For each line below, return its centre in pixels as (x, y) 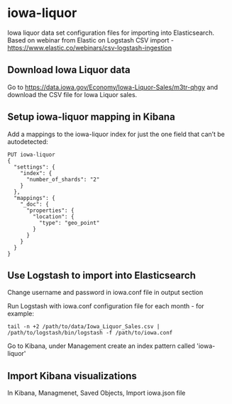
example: (21, 314)
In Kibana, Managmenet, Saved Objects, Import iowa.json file (96, 393)
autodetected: (28, 141)
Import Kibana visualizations (72, 376)
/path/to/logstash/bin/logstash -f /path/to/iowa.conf (90, 333)
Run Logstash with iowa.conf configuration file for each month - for (106, 306)
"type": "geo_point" (69, 223)
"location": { (54, 217)
